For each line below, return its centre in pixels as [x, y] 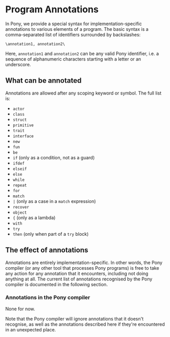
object [20, 212]
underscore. [18, 64]
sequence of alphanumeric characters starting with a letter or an [73, 59]
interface [23, 136]
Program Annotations [52, 10]
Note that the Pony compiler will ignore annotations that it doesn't [75, 319]
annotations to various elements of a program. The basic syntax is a [77, 29]
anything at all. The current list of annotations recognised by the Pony [79, 279]
